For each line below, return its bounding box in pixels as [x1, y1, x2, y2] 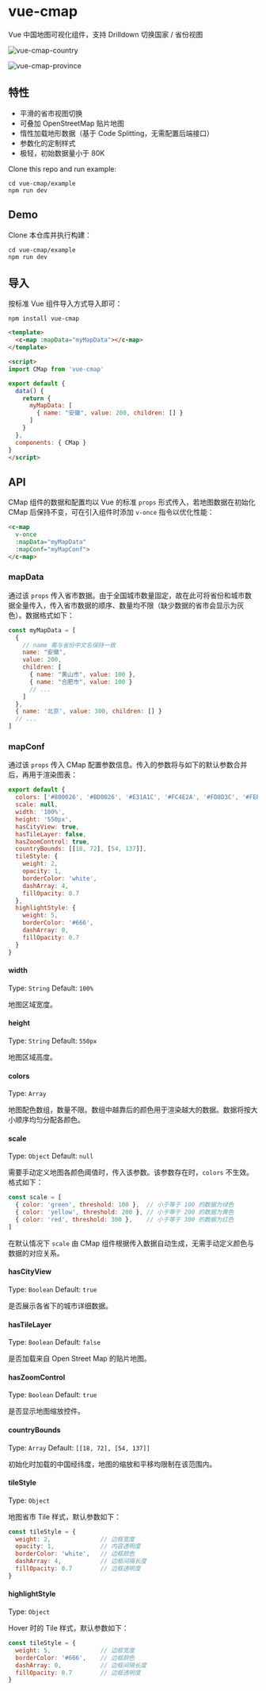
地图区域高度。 [8, 1052, 57, 1062]
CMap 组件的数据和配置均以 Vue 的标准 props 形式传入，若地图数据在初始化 [8, 497, 256, 507]
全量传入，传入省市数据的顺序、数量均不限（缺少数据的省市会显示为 [14, 600, 237, 610]
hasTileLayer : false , [15, 830, 87, 838]
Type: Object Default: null [8, 1151, 93, 1161]
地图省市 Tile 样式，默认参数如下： [8, 1511, 121, 1521]
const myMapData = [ [8, 626, 77, 634]
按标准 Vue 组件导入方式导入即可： [8, 299, 123, 308]
